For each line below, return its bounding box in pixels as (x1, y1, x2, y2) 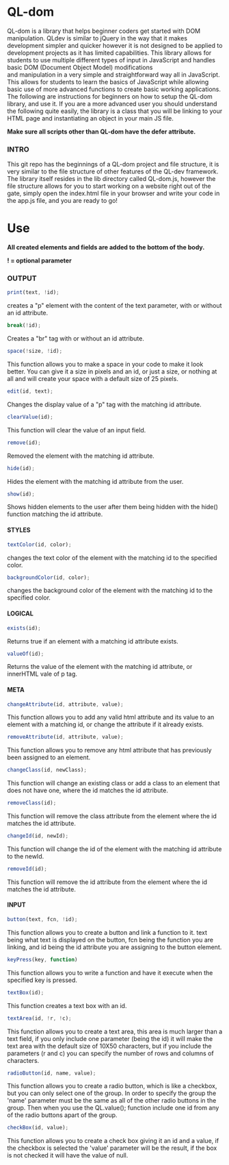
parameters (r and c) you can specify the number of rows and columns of (7, 1049, 214, 1057)
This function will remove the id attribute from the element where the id (7, 878, 207, 886)
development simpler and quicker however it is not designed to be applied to (7, 41, 223, 49)
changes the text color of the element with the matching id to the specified (7, 553, 217, 562)
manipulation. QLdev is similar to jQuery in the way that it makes (7, 34, 188, 42)
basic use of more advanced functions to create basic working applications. (7, 85, 221, 93)
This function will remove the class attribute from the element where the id (7, 812, 217, 820)
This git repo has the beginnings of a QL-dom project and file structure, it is (7, 160, 219, 169)
